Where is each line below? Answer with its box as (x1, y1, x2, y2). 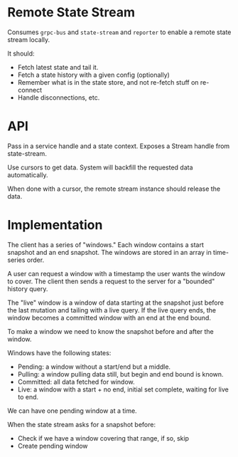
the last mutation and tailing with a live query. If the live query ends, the (7, 305, 217, 314)
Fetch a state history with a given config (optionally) (17, 70, 171, 79)
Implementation (7, 217, 103, 233)
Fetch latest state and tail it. (17, 63, 99, 71)
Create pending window (17, 441, 88, 450)
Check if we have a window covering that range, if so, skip (17, 434, 190, 442)
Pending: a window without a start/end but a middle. (17, 362, 171, 371)
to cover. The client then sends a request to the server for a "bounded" (7, 277, 215, 285)
